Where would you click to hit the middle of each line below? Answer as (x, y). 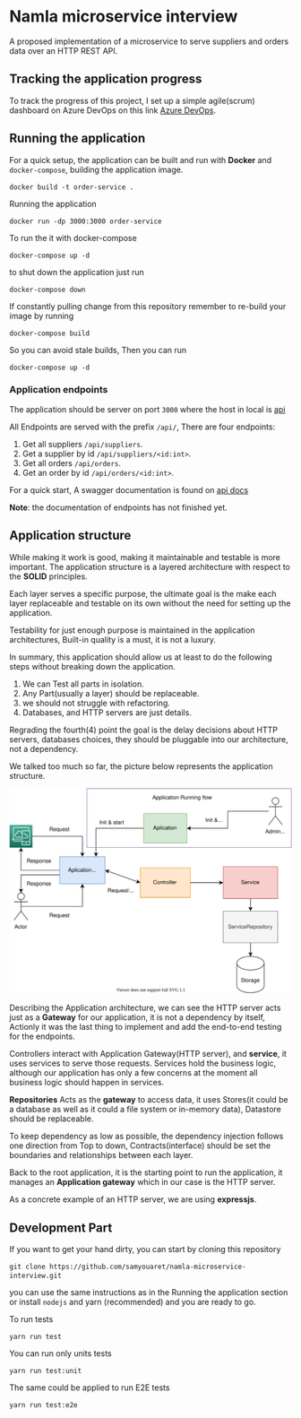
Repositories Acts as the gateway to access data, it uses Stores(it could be (149, 1100)
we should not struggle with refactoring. (96, 703)
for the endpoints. (42, 1036)
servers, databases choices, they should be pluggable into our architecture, (149, 739)
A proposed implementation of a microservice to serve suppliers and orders (149, 41)
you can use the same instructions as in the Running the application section (149, 1293)
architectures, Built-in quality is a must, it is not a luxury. (113, 639)
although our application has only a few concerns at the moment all (133, 1073)
